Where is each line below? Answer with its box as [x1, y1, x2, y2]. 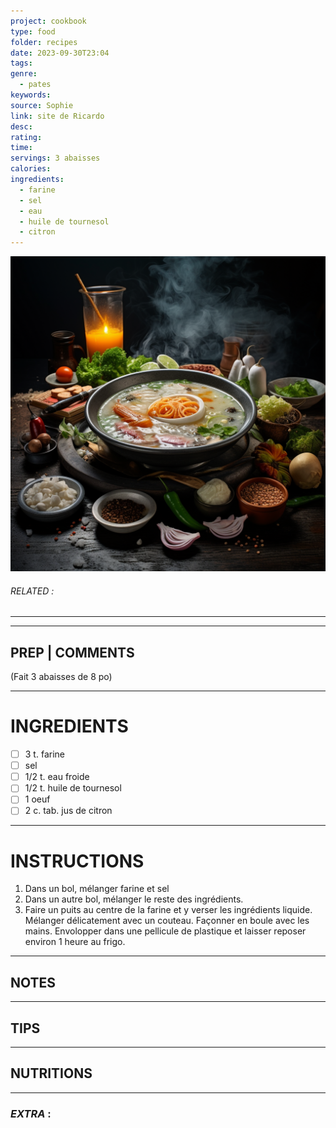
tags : [10, 58, 33, 69]
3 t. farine [24, 748, 65, 760]
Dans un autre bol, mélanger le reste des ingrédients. [24, 893, 244, 905]
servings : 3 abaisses [10, 153, 101, 164]
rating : [10, 132, 43, 142]
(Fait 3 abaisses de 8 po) [10, 671, 113, 683]
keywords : [10, 90, 52, 100]
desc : [10, 121, 33, 132]
